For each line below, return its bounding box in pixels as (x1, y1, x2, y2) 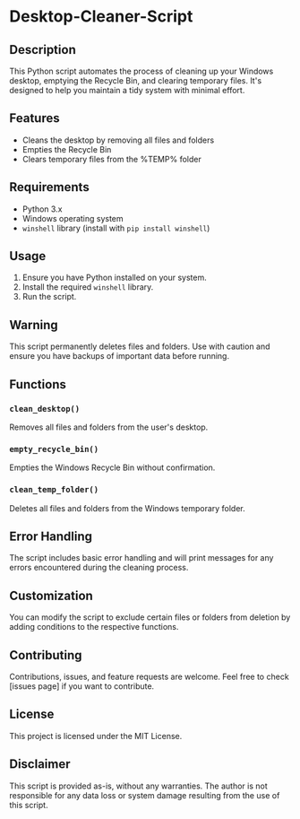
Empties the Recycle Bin (21, 144, 112, 154)
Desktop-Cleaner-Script (9, 6, 193, 27)
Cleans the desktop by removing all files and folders (21, 135, 215, 145)
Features (9, 110, 60, 126)
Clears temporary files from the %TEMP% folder (21, 153, 201, 164)
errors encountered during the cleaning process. (9, 562, 189, 573)
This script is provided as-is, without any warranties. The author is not (9, 780, 269, 791)
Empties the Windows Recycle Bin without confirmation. (9, 462, 216, 473)
